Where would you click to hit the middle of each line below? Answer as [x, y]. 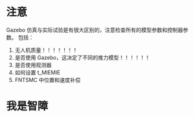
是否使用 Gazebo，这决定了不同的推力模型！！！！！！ [82, 57]
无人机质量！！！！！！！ [46, 50]
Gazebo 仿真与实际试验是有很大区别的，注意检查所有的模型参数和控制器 [95, 30]
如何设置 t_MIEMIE [37, 72]
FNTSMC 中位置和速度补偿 [48, 80]
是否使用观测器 [33, 65]
